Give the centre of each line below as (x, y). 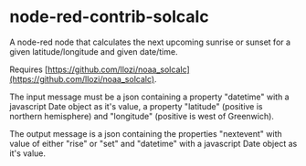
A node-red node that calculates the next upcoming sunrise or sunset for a (150, 42)
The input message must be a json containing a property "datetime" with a (149, 97)
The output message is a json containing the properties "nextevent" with (146, 133)
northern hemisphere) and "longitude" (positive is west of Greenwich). (142, 116)
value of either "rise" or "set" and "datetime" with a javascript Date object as (153, 143)
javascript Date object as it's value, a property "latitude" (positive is (136, 106)
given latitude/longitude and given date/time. (94, 51)
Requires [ (29, 69)
